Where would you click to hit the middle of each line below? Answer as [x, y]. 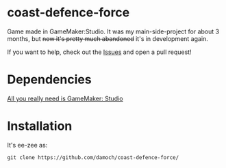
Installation [40, 126]
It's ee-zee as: [27, 145]
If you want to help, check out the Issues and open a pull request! [99, 52]
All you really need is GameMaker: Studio [65, 98]
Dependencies [49, 80]
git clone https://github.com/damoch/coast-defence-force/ [93, 157]
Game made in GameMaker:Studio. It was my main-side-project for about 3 [113, 31]
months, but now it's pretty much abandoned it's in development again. [108, 38]
